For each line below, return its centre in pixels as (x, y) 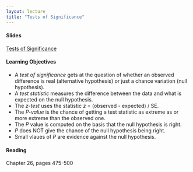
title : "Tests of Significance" (45, 17)
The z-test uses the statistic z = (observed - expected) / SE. (87, 106)
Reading (16, 150)
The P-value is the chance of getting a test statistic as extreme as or (96, 112)
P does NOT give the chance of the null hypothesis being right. (90, 130)
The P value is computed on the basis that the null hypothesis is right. (98, 124)
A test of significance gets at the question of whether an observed (94, 75)
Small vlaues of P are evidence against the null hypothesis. (85, 136)
